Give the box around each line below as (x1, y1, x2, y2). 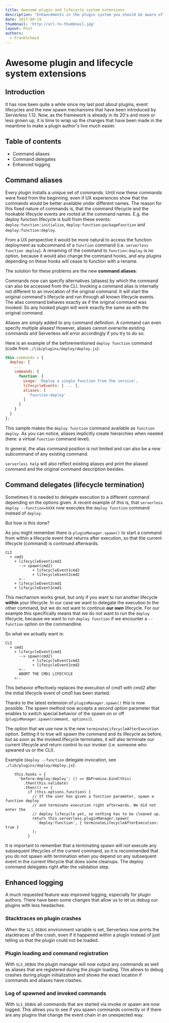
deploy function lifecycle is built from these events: (5, 216, 111, 222)
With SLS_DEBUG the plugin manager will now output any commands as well (5, 961, 159, 967)
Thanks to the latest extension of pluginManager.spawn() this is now (5, 699, 145, 706)
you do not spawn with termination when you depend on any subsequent (5, 853, 157, 859)
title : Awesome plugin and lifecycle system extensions (5, 7, 125, 13)
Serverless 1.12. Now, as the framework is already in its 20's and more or (5, 112, 155, 118)
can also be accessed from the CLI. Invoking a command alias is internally (5, 283, 159, 289)
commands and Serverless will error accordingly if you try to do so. (5, 330, 145, 336)
